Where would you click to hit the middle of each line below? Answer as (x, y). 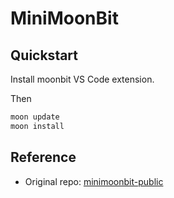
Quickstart (44, 55)
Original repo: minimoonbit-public (94, 181)
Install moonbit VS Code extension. (82, 79)
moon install (37, 126)
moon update (35, 117)
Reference (43, 157)
